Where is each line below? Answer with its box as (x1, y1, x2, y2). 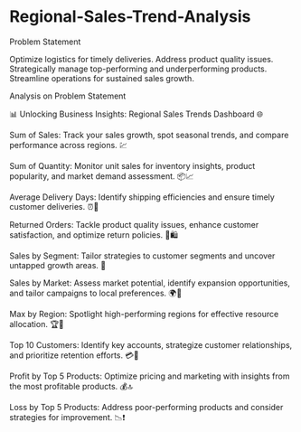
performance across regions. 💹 (9, 139, 128, 150)
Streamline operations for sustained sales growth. (9, 72, 194, 83)
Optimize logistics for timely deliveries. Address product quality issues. (9, 53, 274, 64)
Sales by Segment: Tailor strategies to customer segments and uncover (9, 250, 276, 261)
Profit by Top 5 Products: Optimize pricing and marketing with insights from (9, 371, 290, 381)
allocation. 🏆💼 (9, 318, 65, 329)
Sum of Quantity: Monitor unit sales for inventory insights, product (9, 160, 256, 171)
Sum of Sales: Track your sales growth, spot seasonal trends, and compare (9, 129, 289, 140)
